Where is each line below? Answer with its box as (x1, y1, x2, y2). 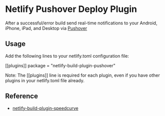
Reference (5, 92, 38, 101)
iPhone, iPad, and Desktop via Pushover (5, 25, 87, 31)
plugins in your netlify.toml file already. (5, 77, 85, 83)
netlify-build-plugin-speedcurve (12, 105, 79, 111)
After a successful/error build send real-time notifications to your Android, (5, 20, 158, 26)
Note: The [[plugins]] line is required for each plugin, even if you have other (5, 72, 161, 78)
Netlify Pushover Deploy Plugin (5, 3, 137, 15)
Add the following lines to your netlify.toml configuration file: (5, 53, 129, 59)
